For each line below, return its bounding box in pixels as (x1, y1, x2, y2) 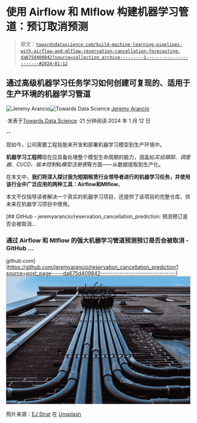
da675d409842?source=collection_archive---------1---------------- (20, 54, 188, 60)
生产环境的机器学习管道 (6, 89, 91, 99)
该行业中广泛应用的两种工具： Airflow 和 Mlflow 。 (6, 180, 124, 188)
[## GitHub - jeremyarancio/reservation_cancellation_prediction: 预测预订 (6, 212, 183, 220)
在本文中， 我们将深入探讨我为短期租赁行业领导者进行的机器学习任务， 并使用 (6, 173, 191, 180)
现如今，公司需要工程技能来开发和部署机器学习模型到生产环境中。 (6, 141, 165, 148)
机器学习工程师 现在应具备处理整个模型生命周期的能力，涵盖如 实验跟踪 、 (6, 153, 180, 160)
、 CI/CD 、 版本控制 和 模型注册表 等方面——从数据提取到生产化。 (11, 161, 164, 168)
